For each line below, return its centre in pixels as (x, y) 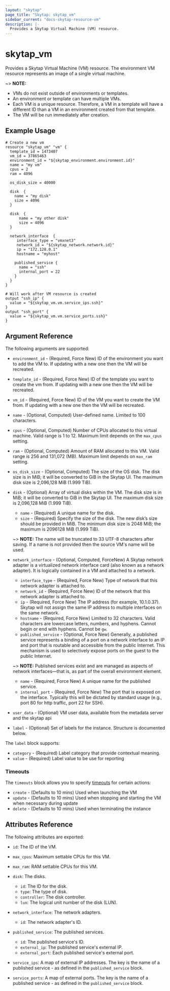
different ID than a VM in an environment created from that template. (84, 109)
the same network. (40, 613)
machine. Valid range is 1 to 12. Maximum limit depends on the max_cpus (87, 435)
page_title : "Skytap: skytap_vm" (41, 15)
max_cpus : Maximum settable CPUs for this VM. (61, 856)
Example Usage (30, 131)
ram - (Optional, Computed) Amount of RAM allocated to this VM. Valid (86, 451)
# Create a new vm (25, 142)
